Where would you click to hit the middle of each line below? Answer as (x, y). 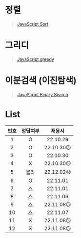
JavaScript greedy (36, 59)
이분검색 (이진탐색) (41, 81)
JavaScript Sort (33, 24)
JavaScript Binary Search (42, 94)
